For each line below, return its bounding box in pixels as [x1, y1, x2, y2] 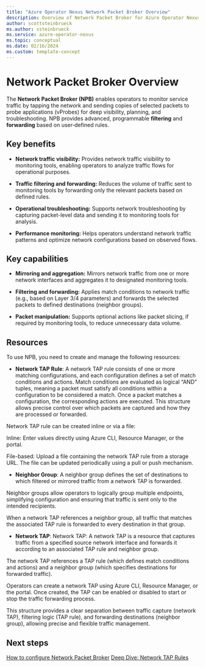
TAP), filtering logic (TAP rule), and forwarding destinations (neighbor [6, 613, 181, 621]
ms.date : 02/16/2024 [6, 43, 59, 49]
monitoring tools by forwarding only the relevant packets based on [15, 186, 183, 194]
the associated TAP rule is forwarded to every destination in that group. [6, 520, 185, 528]
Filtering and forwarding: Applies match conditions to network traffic [15, 288, 190, 296]
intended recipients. [6, 502, 57, 510]
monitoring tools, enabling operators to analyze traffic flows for [15, 161, 174, 169]
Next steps [6, 638, 49, 648]
